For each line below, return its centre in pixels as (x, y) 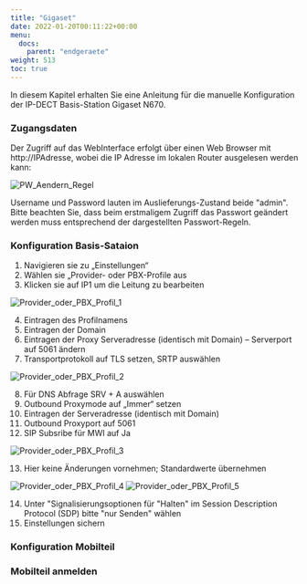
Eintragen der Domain (64, 330)
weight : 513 (33, 60)
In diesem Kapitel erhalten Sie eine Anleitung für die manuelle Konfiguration (153, 94)
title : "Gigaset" (43, 18)
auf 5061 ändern (54, 349)
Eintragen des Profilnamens (76, 320)
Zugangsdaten (44, 128)
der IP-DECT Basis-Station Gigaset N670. (88, 104)
